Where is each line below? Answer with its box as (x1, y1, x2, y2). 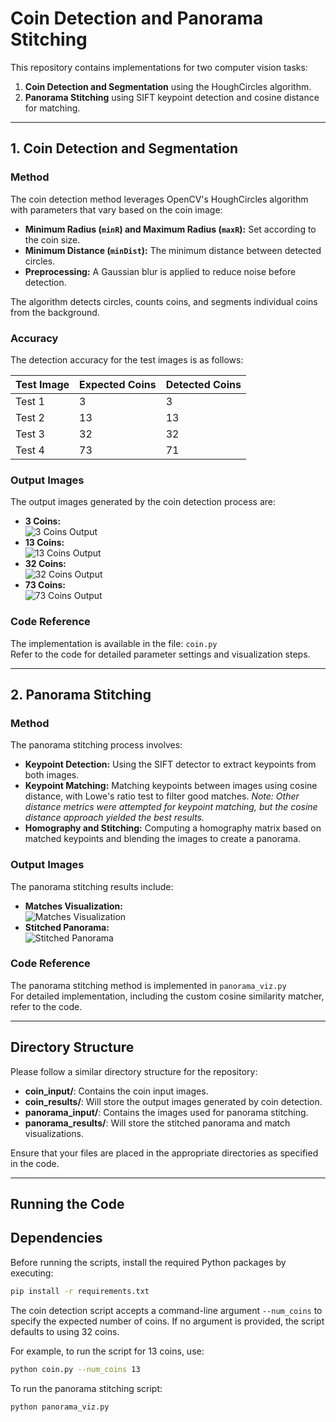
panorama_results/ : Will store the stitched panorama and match (24, 1117, 291, 1129)
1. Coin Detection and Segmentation (10, 140, 238, 157)
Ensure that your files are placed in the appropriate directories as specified (10, 1147, 319, 1159)
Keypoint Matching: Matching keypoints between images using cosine (24, 780, 318, 792)
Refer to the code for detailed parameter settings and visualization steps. (10, 648, 311, 660)
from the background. (10, 306, 100, 318)
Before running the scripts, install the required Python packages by (10, 1256, 287, 1268)
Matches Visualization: (24, 900, 123, 912)
